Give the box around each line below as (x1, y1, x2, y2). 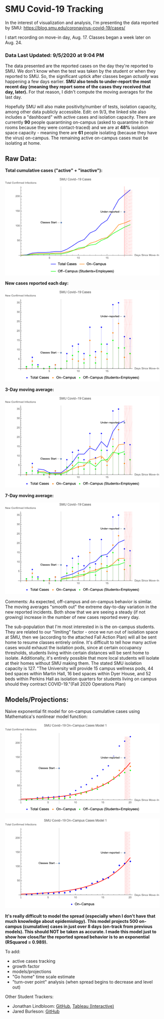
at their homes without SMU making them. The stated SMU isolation (5, 661, 142, 666)
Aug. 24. (5, 39, 23, 45)
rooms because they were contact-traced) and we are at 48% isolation (5, 125, 148, 130)
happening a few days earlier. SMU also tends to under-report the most (5, 78, 151, 84)
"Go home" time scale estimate (12, 974, 75, 980)
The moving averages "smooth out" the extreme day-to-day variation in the (5, 604, 157, 610)
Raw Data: (5, 154, 37, 163)
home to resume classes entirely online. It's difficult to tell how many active (5, 639, 157, 645)
